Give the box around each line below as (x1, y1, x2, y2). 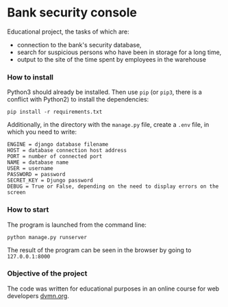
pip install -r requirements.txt (7, 108, 103, 116)
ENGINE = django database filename (7, 141, 109, 148)
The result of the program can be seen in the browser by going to (7, 245, 192, 254)
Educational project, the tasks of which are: (7, 27, 130, 36)
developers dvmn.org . (7, 291, 70, 299)
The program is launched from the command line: (7, 221, 147, 229)
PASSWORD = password (7, 171, 66, 178)
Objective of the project (7, 269, 88, 278)
